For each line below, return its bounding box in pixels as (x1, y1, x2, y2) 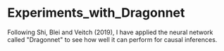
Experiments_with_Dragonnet (7, 5, 185, 21)
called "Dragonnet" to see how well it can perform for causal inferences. (7, 35, 218, 43)
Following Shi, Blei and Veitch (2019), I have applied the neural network (7, 28, 213, 36)
